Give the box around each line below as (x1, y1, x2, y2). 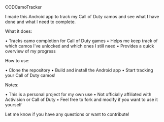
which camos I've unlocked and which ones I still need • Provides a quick (5, 43, 154, 49)
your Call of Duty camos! (5, 73, 56, 78)
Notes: (5, 82, 19, 88)
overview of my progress (5, 49, 56, 54)
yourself (5, 102, 22, 107)
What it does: (5, 28, 32, 34)
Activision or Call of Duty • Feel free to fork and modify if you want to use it (5, 97, 158, 102)
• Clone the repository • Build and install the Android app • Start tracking (5, 67, 154, 73)
